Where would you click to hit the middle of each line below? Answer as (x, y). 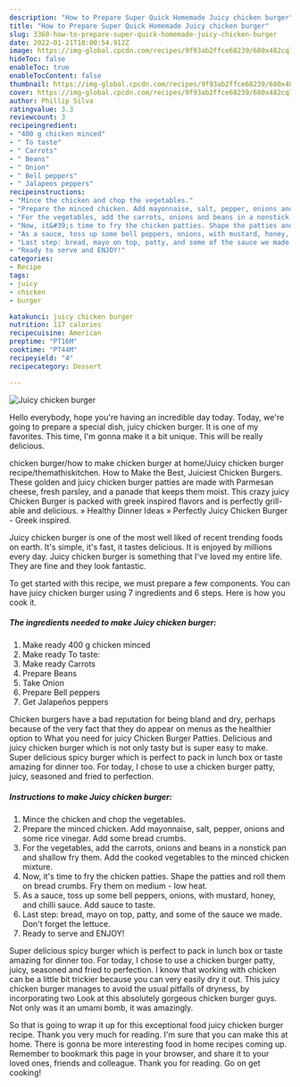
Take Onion (43, 683)
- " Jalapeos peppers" (51, 184)
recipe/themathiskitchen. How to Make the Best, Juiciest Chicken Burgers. (146, 472)
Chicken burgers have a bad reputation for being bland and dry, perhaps (142, 719)
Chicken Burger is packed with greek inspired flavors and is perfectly (136, 501)
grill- (274, 501)
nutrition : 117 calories (55, 325)
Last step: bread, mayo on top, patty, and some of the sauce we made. (152, 914)
